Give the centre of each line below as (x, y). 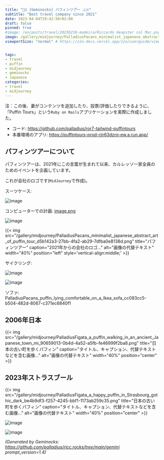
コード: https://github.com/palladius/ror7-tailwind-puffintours (74, 128)
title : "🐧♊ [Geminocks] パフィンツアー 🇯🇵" (48, 10)
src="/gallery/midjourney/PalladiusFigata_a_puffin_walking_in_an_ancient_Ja (82, 337)
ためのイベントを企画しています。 (39, 170)
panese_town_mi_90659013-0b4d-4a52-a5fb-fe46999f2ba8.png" (72, 343)
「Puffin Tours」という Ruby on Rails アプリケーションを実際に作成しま (76, 112)
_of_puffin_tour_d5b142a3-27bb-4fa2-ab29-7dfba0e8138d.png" (70, 241)
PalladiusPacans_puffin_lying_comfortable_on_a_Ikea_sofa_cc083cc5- (76, 298)
